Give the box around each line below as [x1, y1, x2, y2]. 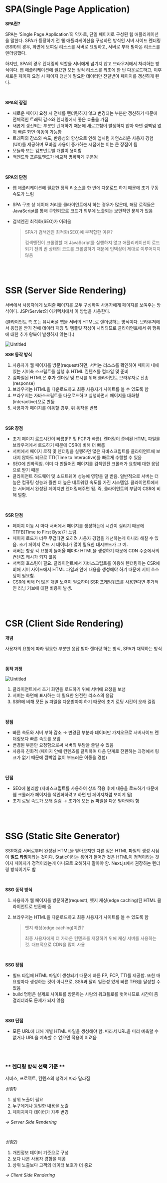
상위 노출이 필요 [12, 1097, 43, 1103]
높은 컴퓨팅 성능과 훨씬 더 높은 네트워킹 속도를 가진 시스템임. [12, 479, 130, 485]
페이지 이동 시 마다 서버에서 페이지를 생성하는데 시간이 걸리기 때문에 [12, 522, 145, 528]
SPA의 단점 [5, 174, 27, 180]
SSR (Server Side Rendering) [5, 285, 127, 296]
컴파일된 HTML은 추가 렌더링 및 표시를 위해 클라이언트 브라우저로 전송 [12, 374, 149, 380]
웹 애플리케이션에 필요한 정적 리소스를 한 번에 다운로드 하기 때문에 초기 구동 [12, 185, 159, 191]
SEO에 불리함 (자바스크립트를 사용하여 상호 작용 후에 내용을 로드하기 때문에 [12, 785, 159, 791]
